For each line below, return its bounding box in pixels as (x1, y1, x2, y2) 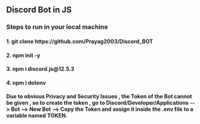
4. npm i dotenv (6, 79, 46, 86)
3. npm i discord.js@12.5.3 (6, 66, 75, 73)
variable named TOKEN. (6, 112, 68, 119)
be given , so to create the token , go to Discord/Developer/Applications (6, 99, 189, 107)
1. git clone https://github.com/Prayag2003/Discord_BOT (6, 37, 154, 45)
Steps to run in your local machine (6, 23, 108, 31)
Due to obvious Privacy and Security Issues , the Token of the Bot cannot (6, 93, 192, 100)
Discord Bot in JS (6, 5, 72, 15)
